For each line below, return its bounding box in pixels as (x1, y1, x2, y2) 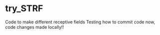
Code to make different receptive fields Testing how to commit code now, (5, 19, 156, 25)
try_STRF (5, 3, 43, 14)
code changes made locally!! (5, 24, 64, 30)
